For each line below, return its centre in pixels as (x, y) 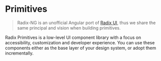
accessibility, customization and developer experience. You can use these (80, 42)
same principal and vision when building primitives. (69, 28)
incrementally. (19, 53)
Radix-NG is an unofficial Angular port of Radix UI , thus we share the (86, 23)
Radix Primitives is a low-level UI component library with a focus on (73, 37)
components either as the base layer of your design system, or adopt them (80, 48)
